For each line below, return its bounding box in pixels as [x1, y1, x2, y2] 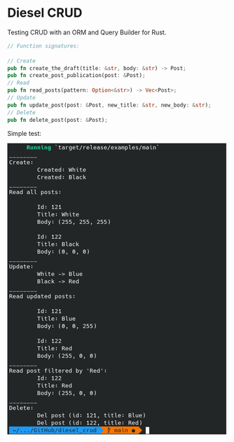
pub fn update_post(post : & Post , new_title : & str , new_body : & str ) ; [7, 102, 212, 109]
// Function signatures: [7, 42, 80, 50]
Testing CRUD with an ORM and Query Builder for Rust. [7, 28, 167, 36]
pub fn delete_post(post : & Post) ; [7, 116, 109, 123]
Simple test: [7, 129, 42, 137]
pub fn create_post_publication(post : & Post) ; [7, 72, 146, 79]
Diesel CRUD [7, 5, 83, 21]
